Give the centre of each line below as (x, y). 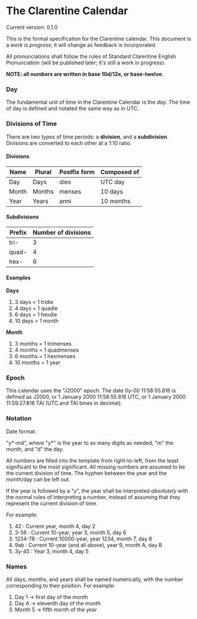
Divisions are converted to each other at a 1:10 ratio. (69, 143)
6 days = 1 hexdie (36, 315)
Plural (43, 172)
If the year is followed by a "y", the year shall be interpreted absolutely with (97, 490)
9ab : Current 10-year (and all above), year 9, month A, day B (89, 545)
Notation (19, 418)
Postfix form (77, 172)
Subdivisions (23, 217)
